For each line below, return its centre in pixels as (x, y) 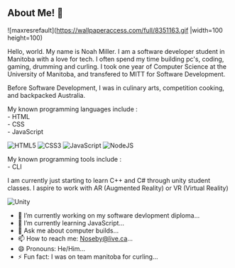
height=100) (25, 38)
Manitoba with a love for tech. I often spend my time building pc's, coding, (116, 59)
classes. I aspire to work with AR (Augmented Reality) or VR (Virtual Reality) (118, 188)
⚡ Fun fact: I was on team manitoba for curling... (88, 257)
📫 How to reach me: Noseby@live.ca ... (75, 238)
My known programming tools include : (65, 159)
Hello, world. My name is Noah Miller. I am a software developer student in (116, 51)
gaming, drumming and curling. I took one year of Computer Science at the (117, 66)
